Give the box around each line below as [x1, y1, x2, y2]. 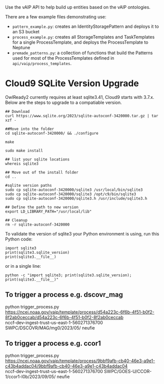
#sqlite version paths [5, 183, 52, 188]
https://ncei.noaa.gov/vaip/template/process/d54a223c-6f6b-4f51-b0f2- [5, 309, 155, 315]
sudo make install [5, 148, 43, 153]
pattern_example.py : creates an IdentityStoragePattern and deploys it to [12, 23, 160, 29]
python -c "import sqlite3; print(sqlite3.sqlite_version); [5, 273, 132, 278]
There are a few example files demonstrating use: [5, 14, 107, 19]
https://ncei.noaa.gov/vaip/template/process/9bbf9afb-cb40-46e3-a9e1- [5, 358, 155, 364]
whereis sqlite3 [5, 161, 39, 166]
